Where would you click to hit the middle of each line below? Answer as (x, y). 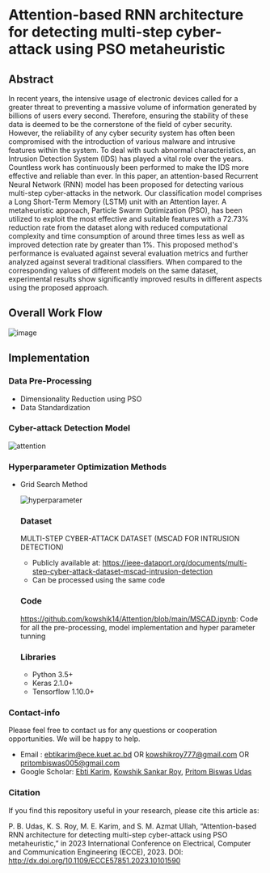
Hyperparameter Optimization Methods (88, 467)
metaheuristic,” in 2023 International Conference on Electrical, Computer (130, 843)
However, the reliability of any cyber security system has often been (122, 133)
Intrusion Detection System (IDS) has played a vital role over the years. (126, 159)
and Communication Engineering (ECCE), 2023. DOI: (96, 852)
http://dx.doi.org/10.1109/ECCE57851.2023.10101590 (95, 860)
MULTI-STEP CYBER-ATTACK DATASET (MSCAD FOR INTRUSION (130, 539)
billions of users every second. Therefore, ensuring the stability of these (129, 116)
